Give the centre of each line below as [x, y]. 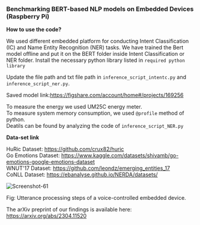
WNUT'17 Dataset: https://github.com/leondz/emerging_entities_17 [88, 168]
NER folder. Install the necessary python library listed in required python [95, 60]
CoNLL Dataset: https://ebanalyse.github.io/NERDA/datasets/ [82, 175]
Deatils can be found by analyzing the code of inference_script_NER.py [95, 126]
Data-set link [23, 137]
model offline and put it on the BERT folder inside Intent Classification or [95, 54]
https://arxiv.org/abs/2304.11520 [47, 216]
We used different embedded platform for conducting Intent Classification [98, 41]
